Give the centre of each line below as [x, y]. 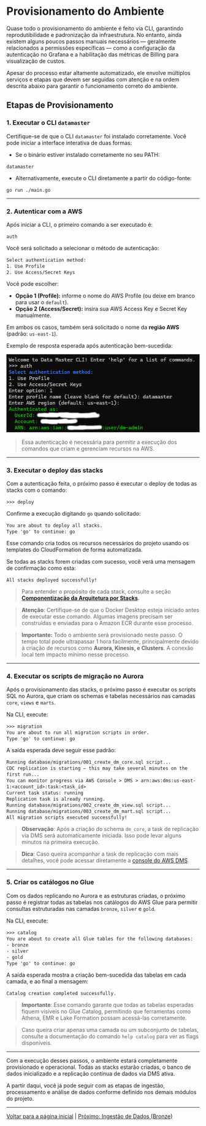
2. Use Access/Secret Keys [41, 272]
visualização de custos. [36, 61]
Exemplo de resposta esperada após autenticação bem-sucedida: [90, 345]
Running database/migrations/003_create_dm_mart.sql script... [89, 812]
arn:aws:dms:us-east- [168, 781]
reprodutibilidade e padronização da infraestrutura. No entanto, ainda [94, 34]
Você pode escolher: [33, 283]
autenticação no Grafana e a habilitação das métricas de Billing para [93, 54]
